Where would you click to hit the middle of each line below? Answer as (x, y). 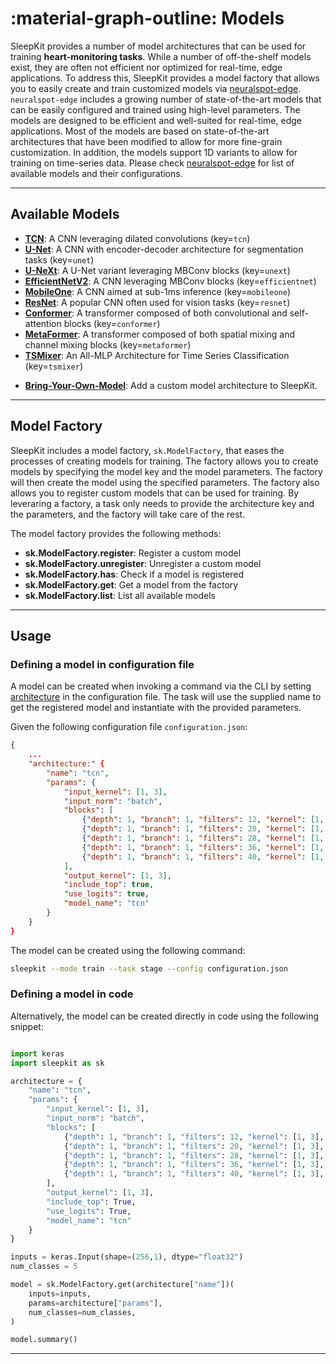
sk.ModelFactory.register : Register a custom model (133, 553)
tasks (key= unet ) (59, 259)
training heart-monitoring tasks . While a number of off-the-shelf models (161, 56)
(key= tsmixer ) (53, 366)
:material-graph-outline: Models (147, 18)
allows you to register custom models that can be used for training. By (155, 493)
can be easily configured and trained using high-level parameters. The (155, 109)
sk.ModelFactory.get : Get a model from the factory (131, 584)
